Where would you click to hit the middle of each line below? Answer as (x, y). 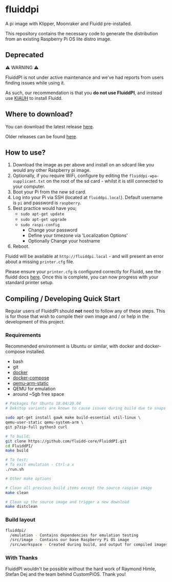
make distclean (21, 507)
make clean (17, 492)
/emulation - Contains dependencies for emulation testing (74, 535)
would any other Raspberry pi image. (52, 170)
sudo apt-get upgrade (43, 220)
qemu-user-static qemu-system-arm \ (44, 423)
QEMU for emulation (34, 389)
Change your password (53, 230)
